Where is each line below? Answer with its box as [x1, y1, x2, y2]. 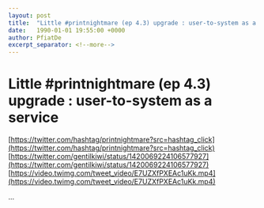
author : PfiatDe [8, 33, 62, 42]
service [8, 108, 59, 127]
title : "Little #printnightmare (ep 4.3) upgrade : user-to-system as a [8, 19, 257, 27]
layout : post [8, 11, 51, 20]
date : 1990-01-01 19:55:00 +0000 [8, 26, 126, 34]
